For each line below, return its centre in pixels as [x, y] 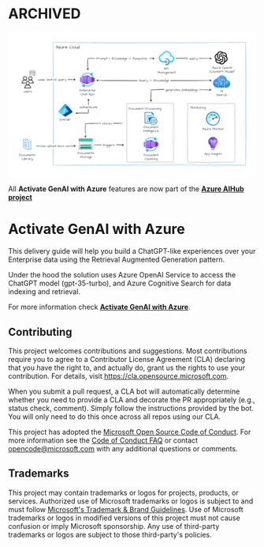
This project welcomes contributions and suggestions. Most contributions [128, 351]
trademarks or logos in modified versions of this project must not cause [124, 518]
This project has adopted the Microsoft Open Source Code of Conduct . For [130, 432]
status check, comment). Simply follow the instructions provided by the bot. [131, 409]
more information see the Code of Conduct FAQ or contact [103, 440]
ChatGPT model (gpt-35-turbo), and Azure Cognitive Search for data [120, 283]
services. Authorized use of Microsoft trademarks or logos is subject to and [131, 501]
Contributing [40, 332]
